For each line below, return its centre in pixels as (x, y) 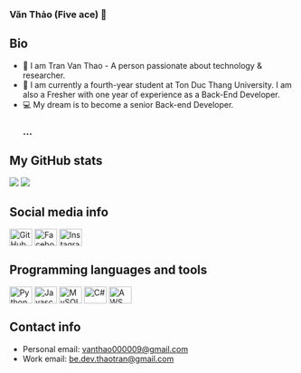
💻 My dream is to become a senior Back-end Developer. (128, 104)
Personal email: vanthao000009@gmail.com (105, 349)
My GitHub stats (56, 161)
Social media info (59, 212)
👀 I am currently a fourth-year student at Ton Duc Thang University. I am (157, 84)
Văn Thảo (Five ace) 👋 (58, 14)
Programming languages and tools (108, 269)
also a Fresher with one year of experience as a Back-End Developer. (151, 94)
